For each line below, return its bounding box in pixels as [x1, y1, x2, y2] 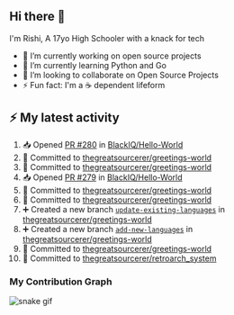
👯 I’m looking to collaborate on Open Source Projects [22, 69, 219, 80]
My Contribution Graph [9, 275, 112, 288]
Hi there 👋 [9, 9, 66, 24]
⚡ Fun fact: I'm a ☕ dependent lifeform [22, 79, 166, 90]
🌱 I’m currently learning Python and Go [22, 59, 166, 70]
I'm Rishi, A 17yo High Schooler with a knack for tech [9, 32, 205, 43]
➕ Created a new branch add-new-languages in [22, 223, 193, 234]
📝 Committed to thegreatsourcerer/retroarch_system [22, 253, 217, 264]
